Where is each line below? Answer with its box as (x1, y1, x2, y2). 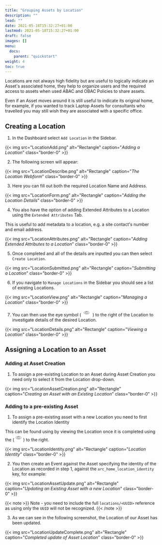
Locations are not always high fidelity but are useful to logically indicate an (5, 78, 154, 84)
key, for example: (12, 471, 47, 477)
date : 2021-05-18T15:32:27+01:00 (5, 23, 73, 28)
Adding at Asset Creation (5, 360, 66, 367)
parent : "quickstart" (14, 54, 57, 59)
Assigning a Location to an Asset (5, 346, 106, 354)
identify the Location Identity (12, 419, 70, 425)
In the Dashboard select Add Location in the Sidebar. (12, 135, 117, 141)
